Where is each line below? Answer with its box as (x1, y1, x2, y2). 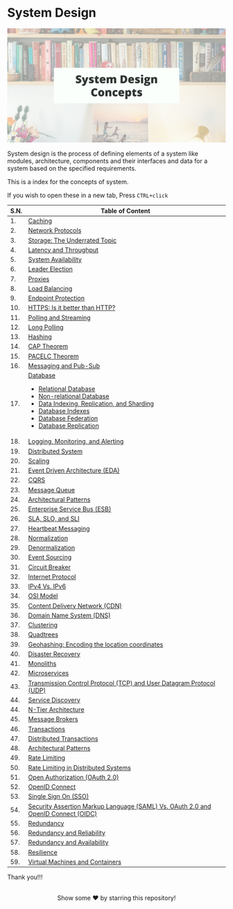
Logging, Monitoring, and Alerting (28, 437, 124, 446)
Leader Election (28, 265, 73, 274)
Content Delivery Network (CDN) (28, 601, 123, 610)
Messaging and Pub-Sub (28, 361, 101, 369)
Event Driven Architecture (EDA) (28, 467, 120, 474)
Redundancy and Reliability (28, 828, 106, 837)
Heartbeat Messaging (28, 524, 90, 533)
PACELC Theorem (28, 352, 79, 360)
